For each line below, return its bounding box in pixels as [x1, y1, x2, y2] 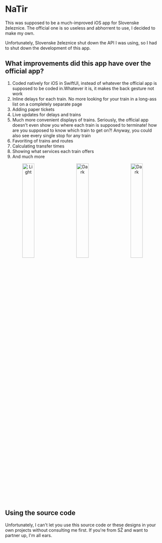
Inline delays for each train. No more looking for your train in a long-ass [12, 96, 157, 102]
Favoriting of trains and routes [12, 138, 74, 144]
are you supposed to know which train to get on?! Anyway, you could [12, 127, 152, 133]
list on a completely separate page [12, 101, 82, 107]
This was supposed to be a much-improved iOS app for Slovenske [5, 20, 139, 26]
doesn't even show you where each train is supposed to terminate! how [12, 122, 157, 128]
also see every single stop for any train [12, 132, 91, 139]
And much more [12, 153, 45, 159]
